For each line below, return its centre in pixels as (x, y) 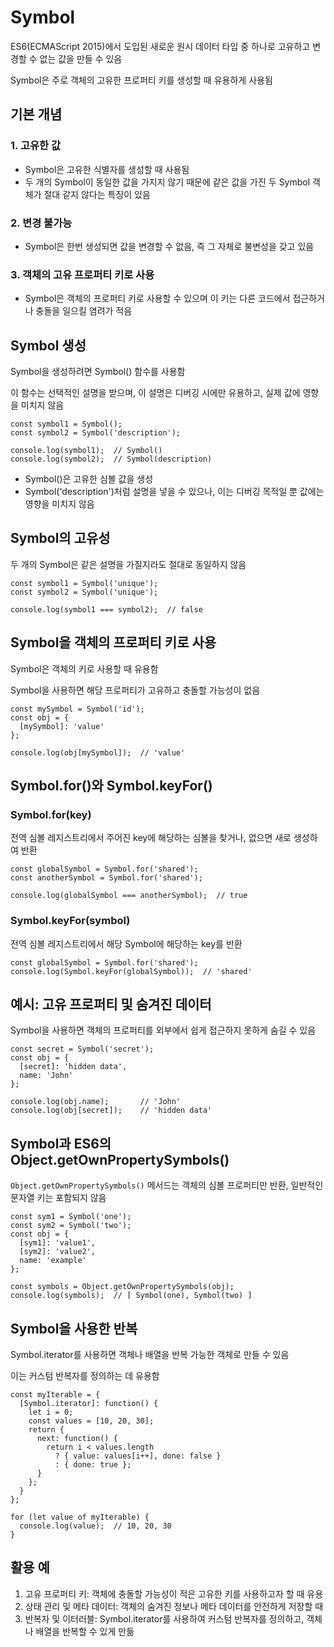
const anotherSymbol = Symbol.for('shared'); (106, 878)
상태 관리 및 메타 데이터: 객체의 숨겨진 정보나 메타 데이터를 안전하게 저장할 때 (174, 1606)
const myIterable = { (55, 1395)
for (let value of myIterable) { (80, 1517)
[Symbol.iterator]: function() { (89, 1404)
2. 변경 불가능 (41, 223)
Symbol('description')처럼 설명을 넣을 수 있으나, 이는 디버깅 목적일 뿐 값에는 (174, 492)
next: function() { (77, 1439)
